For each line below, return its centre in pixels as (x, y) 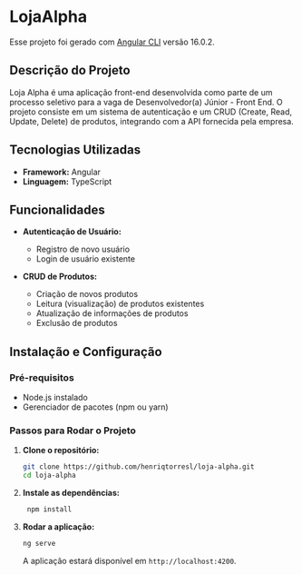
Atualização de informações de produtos (112, 313)
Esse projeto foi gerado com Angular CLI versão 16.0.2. (112, 42)
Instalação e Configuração (86, 352)
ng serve (39, 543)
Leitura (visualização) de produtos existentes (120, 304)
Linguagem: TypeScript (67, 181)
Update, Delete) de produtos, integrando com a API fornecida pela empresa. (152, 121)
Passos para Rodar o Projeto (73, 431)
